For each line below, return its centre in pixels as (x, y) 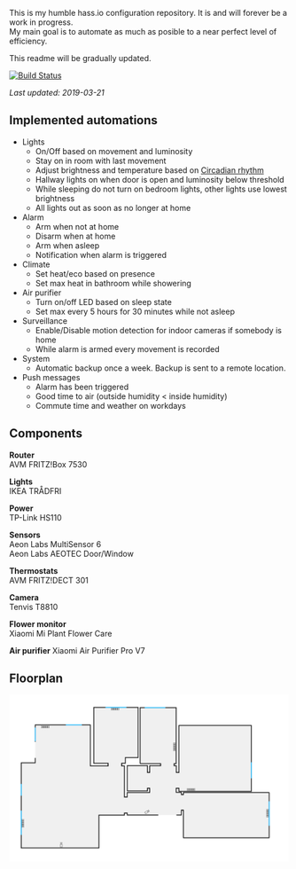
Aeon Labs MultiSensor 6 (55, 544)
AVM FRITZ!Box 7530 (48, 464)
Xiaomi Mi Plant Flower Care (61, 633)
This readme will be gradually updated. (80, 58)
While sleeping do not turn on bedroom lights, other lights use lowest (161, 189)
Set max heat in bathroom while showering (113, 283)
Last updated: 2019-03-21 (57, 93)
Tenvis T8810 (34, 607)
